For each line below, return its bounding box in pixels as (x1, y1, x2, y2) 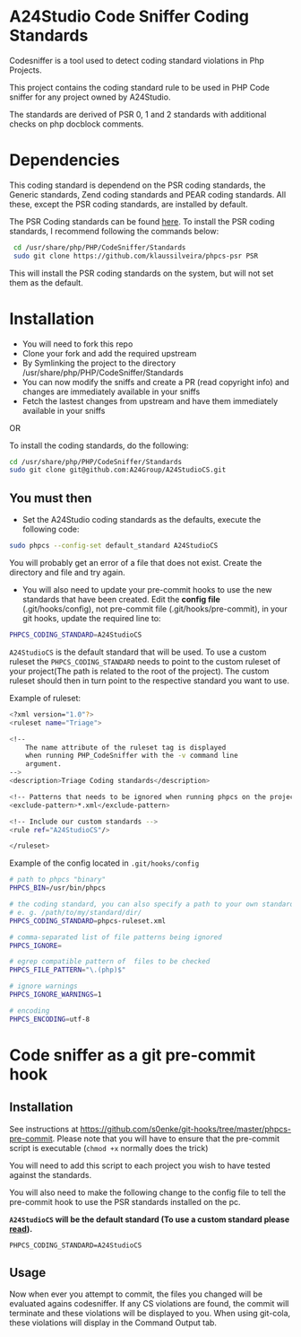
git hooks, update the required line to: (21, 613, 161, 623)
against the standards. (9, 1169, 92, 1180)
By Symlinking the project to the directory (21, 357, 176, 368)
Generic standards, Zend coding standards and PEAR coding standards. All (9, 189, 287, 199)
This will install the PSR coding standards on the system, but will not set (9, 268, 274, 278)
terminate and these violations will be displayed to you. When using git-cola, (9, 1308, 291, 1319)
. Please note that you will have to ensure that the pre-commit (52, 1133, 280, 1144)
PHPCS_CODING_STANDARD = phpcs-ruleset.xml (9, 916, 167, 926)
